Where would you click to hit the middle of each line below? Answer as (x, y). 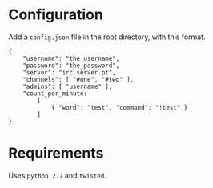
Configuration (56, 15)
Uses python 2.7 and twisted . (57, 175)
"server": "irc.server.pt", (69, 72)
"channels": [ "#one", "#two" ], (78, 79)
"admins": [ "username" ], (68, 86)
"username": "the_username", (71, 58)
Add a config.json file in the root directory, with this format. (107, 37)
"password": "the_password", (71, 66)
